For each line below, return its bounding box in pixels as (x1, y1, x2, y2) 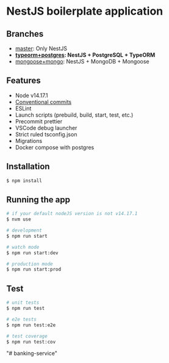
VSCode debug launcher (15, 124, 77, 131)
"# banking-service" (6, 350, 58, 357)
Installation (6, 161, 50, 172)
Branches (6, 29, 44, 39)
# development (6, 227, 43, 233)
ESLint (15, 105, 32, 112)
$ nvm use (6, 216, 32, 222)
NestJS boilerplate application (6, 4, 164, 18)
